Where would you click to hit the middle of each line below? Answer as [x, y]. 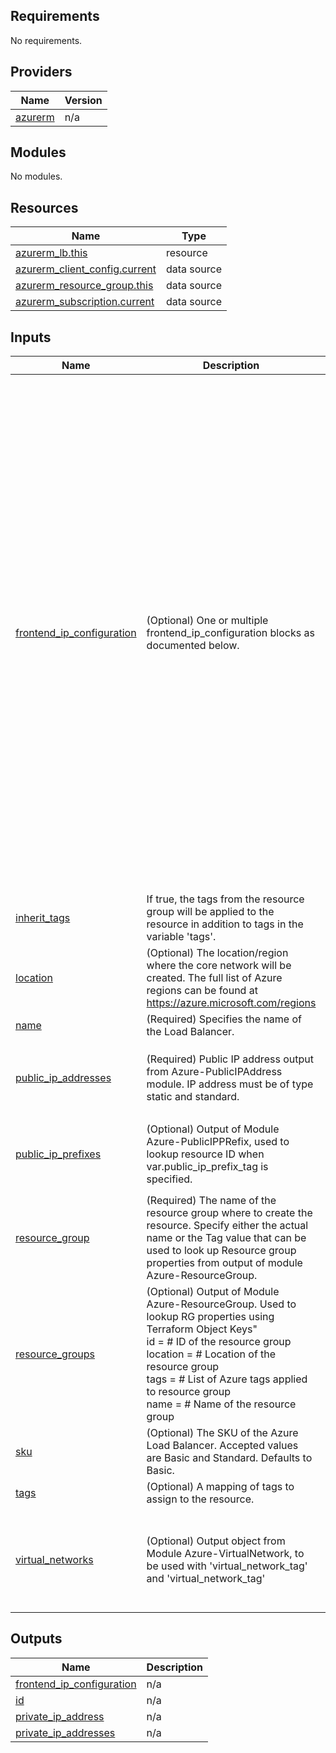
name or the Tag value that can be [226, 1238]
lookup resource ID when [205, 1154]
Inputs [31, 337]
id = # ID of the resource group [219, 1342]
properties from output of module [224, 1263]
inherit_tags [43, 918]
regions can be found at [202, 991]
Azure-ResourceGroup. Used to [221, 1304]
